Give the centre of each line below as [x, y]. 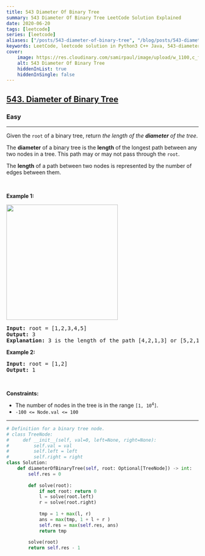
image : [26, 57]
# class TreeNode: [30, 434]
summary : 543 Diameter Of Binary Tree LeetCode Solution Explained [94, 18]
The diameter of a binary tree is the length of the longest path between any [102, 147]
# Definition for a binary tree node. [56, 428]
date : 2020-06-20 [28, 23]
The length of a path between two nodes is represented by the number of [99, 166]
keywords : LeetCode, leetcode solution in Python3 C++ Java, [86, 46]
